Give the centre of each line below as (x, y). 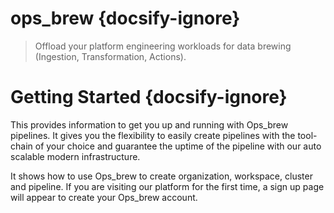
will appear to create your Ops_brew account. (104, 197)
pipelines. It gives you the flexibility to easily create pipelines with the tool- (164, 135)
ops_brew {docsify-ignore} (125, 18)
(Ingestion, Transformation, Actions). (110, 56)
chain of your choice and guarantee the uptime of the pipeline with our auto (166, 146)
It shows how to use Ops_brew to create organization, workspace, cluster (161, 176)
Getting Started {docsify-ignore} (149, 97)
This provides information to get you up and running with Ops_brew (149, 124)
